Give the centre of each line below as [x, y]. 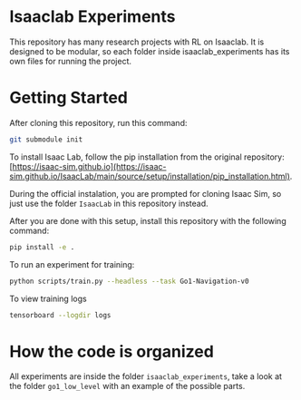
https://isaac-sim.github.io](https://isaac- [89, 166]
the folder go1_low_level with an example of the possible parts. [127, 386]
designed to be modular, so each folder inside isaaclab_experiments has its [150, 51]
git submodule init [46, 139]
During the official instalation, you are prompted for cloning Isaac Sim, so [146, 193]
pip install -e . [42, 247]
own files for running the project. [71, 61]
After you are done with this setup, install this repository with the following [148, 220]
